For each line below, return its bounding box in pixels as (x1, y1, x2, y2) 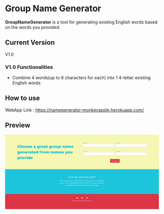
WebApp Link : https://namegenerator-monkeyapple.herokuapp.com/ (5, 107, 144, 113)
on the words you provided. (5, 24, 61, 30)
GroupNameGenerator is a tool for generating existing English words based (5, 19, 158, 25)
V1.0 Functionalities (5, 64, 53, 70)
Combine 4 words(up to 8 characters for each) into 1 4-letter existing (12, 75, 151, 81)
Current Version (5, 39, 55, 47)
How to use (5, 94, 40, 103)
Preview (5, 121, 31, 129)
